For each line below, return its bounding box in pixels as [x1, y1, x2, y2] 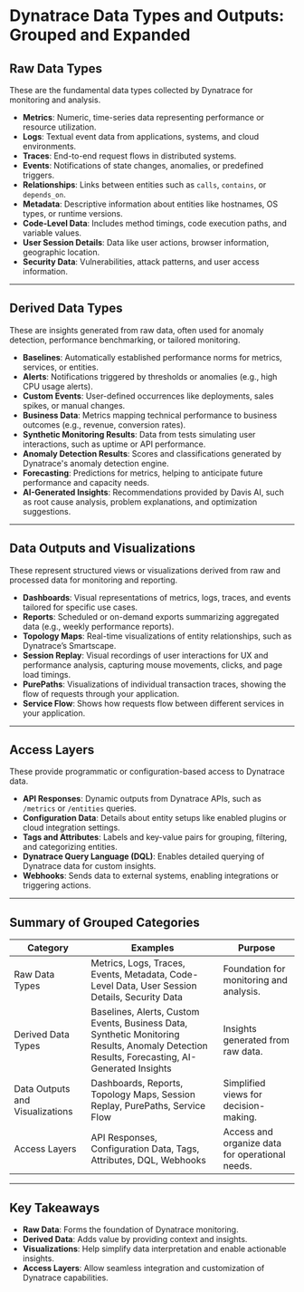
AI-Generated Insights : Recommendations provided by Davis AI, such [22, 487, 285, 497]
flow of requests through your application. [22, 688, 180, 699]
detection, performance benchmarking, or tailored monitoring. [9, 334, 241, 345]
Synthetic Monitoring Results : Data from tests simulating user [22, 429, 256, 439]
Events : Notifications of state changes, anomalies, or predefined [22, 160, 264, 170]
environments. [22, 141, 77, 151]
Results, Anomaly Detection [90, 1039, 208, 1052]
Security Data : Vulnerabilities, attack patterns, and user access [22, 256, 260, 267]
